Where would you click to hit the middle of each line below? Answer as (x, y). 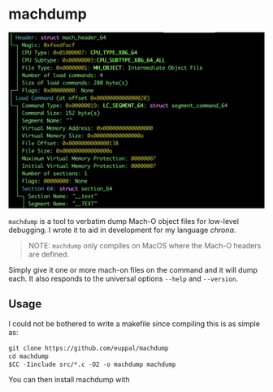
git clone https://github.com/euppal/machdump (89, 348)
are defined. (49, 254)
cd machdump (28, 356)
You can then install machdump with (69, 379)
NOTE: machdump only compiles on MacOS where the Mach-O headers (145, 245)
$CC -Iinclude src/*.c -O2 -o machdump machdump (92, 364)
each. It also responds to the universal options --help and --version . (123, 278)
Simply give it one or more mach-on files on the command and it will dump (133, 269)
